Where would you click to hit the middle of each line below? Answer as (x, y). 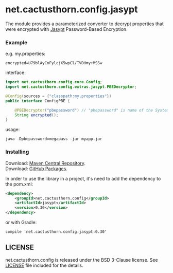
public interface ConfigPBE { (38, 101)
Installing (17, 152)
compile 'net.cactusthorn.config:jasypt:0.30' (56, 232)
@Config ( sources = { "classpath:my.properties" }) (58, 96)
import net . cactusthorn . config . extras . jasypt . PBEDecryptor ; (71, 87)
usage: (13, 130)
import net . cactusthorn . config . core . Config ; (54, 82)
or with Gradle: (21, 223)
